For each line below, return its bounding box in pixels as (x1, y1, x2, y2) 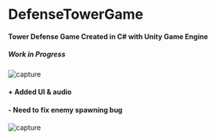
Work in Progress (8, 49, 66, 59)
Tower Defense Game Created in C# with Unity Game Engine (8, 31, 209, 41)
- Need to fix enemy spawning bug (8, 105, 123, 114)
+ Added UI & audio (8, 88, 72, 97)
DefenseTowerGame (8, 5, 144, 23)
